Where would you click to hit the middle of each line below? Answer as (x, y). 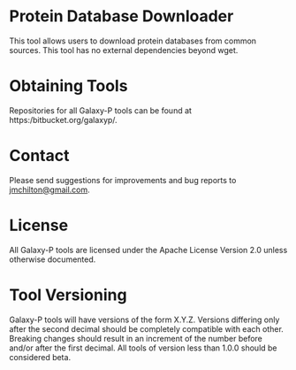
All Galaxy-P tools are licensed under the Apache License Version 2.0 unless (148, 250)
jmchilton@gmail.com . (49, 189)
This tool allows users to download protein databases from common (133, 41)
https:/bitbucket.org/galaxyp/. (63, 119)
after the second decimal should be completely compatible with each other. (147, 328)
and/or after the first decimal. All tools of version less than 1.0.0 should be (143, 348)
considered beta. (40, 357)
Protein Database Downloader (121, 16)
